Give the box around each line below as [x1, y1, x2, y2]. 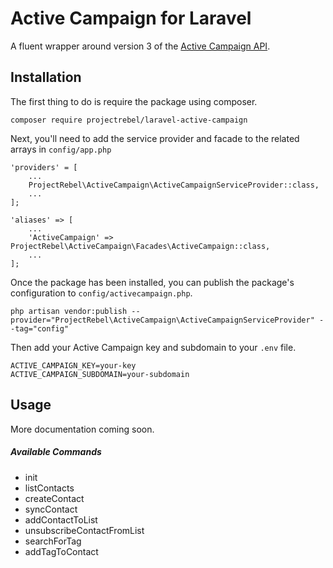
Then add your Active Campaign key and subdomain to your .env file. [10, 341, 297, 353]
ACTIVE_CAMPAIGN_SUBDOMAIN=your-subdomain [10, 369, 190, 379]
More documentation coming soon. [10, 423, 155, 435]
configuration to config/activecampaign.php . [10, 287, 193, 299]
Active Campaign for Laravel [10, 7, 252, 30]
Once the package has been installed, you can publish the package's [10, 276, 295, 288]
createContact [24, 492, 85, 504]
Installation [10, 69, 82, 86]
